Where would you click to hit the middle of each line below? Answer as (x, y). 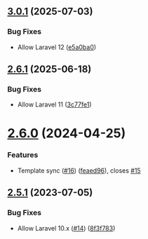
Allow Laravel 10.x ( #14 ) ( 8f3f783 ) (66, 228)
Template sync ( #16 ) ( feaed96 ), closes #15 (79, 170)
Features (23, 155)
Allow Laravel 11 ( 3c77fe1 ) (55, 104)
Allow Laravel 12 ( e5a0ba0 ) (57, 47)
